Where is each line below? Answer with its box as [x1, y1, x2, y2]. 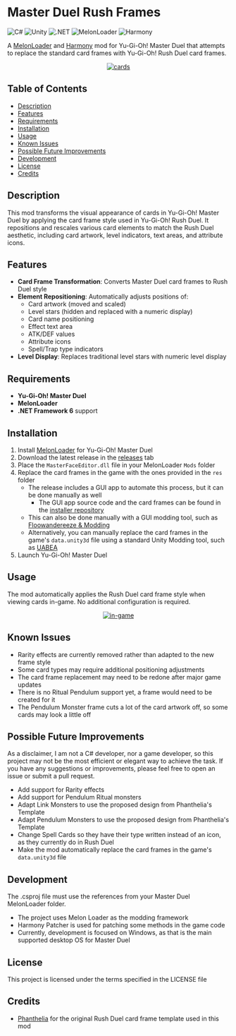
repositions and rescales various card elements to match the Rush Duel [7, 223, 214, 231]
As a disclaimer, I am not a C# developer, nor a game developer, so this [7, 749, 213, 758]
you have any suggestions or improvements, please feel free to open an [7, 764, 216, 773]
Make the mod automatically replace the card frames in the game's [17, 845, 213, 854]
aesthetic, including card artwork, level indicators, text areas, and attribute [7, 231, 223, 239]
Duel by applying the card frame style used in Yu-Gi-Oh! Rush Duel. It [7, 216, 209, 224]
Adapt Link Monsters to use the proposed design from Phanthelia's [17, 800, 213, 809]
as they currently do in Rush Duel [17, 838, 114, 847]
